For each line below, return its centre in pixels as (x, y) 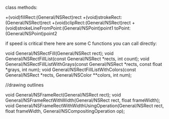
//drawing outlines (25, 85)
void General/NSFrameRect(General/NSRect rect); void (63, 95)
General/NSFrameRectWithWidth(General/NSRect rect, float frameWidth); (83, 100)
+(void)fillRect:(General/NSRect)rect (44, 17)
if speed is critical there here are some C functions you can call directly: (81, 43)
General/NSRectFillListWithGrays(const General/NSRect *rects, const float (84, 64)
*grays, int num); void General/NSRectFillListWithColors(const (71, 69)
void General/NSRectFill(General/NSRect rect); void (59, 53)
